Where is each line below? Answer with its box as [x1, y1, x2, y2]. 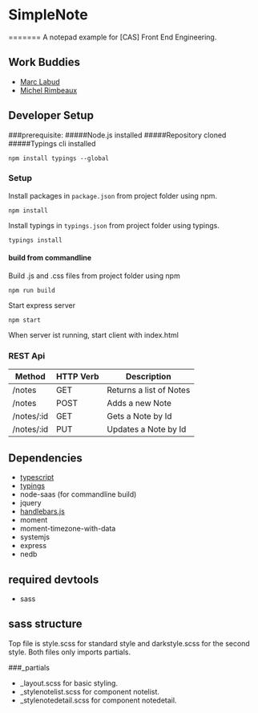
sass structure [8, 617, 83, 631]
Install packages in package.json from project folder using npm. [8, 191, 218, 200]
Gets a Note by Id [107, 411, 172, 422]
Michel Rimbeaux [19, 85, 78, 95]
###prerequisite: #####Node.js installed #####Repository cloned [8, 130, 227, 140]
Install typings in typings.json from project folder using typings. [8, 220, 220, 230]
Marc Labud [19, 76, 60, 86]
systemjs [19, 532, 50, 542]
